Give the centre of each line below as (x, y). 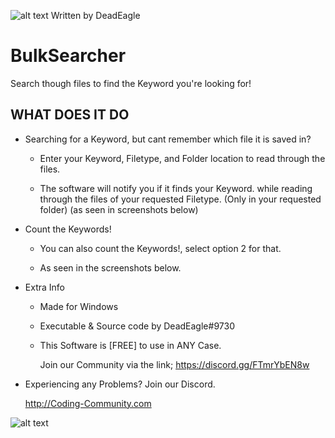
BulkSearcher (68, 56)
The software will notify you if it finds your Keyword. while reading (176, 188)
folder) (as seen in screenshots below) (119, 209)
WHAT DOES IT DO (70, 115)
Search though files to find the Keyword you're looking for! (131, 83)
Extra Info (44, 287)
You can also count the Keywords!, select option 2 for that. (160, 248)
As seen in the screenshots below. (110, 267)
